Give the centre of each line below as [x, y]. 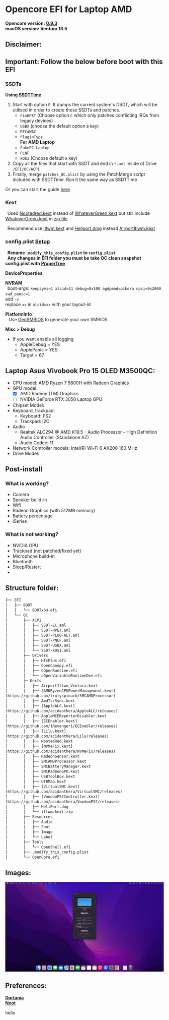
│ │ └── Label [29, 837]
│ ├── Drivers [27, 656]
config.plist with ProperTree [35, 263]
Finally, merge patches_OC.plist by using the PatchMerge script [79, 174]
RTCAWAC [28, 132]
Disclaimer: [23, 45]
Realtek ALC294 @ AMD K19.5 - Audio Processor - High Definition [89, 432]
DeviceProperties [24, 273]
